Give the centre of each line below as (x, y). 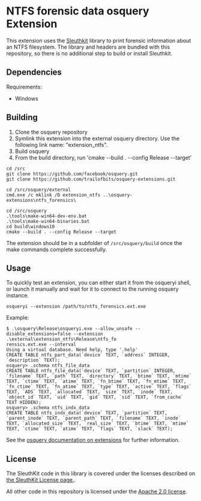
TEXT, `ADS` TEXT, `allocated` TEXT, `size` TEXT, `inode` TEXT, (89, 392)
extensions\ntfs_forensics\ (41, 200)
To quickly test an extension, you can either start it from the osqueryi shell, (99, 283)
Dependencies (34, 73)
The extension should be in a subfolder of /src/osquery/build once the (94, 243)
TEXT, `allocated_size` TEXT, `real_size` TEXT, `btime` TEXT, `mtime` (97, 424)
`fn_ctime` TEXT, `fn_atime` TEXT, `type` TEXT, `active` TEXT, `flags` (99, 387)
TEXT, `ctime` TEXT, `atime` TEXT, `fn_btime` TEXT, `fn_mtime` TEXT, (96, 381)
